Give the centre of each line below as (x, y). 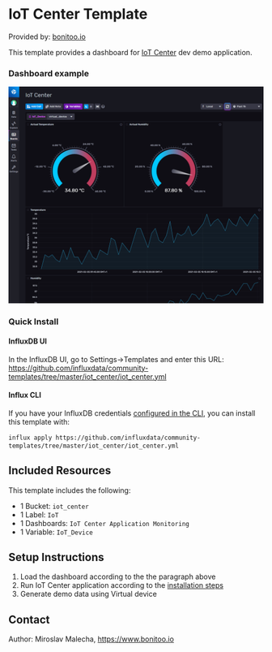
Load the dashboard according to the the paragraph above (118, 576)
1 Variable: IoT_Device (56, 532)
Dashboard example (49, 73)
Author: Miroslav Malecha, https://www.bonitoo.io (91, 639)
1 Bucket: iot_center (54, 506)
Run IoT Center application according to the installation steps (122, 585)
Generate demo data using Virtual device (89, 594)
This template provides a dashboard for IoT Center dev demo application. (130, 52)
